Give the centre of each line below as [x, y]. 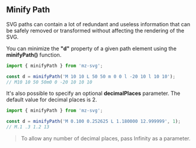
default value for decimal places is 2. [52, 100]
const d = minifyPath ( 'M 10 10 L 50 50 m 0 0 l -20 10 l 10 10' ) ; [91, 76]
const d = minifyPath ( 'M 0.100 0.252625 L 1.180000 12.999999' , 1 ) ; [94, 122]
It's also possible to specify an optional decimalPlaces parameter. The [94, 93]
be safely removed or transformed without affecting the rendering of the [95, 30]
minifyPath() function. [34, 55]
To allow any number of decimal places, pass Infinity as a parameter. [105, 138]
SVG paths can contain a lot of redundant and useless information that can [98, 24]
